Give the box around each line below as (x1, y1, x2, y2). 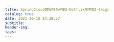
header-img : (5, 25, 29, 30)
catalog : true (5, 12, 34, 16)
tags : (5, 29, 16, 34)
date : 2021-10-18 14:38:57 (5, 16, 60, 21)
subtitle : (5, 20, 25, 26)
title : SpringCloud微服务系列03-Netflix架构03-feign (5, 7, 110, 12)
